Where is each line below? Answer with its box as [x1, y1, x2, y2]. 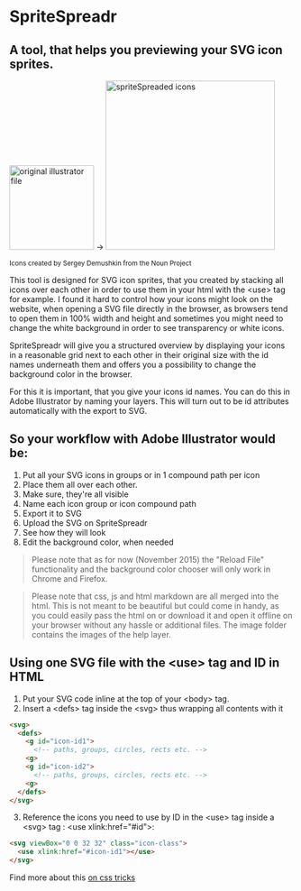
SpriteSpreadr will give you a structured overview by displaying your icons [9, 340, 286, 351]
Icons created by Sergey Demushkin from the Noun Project [9, 259, 192, 268]
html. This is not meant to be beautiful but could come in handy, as [31, 600, 279, 611]
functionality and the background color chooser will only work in [31, 564, 271, 574]
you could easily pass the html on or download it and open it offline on [31, 610, 293, 620]
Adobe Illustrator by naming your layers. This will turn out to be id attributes [9, 396, 290, 407]
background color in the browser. [9, 369, 133, 380]
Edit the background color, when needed [22, 537, 174, 547]
